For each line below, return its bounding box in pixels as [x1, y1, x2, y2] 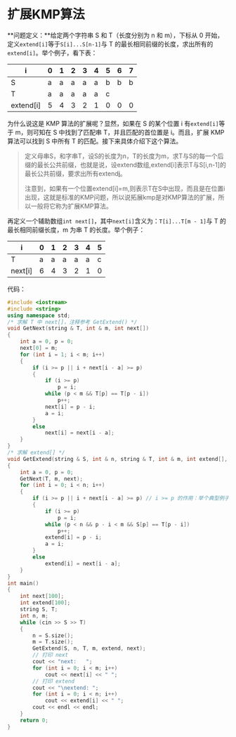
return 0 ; [20, 717, 49, 724]
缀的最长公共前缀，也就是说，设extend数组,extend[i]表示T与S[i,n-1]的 [24, 160, 226, 169]
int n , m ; [20, 612, 49, 619]
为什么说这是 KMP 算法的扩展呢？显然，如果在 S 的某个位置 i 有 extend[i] [7, 119, 219, 127]
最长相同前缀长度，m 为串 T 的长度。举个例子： [7, 226, 145, 234]
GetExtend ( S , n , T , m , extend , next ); [32, 645, 146, 652]
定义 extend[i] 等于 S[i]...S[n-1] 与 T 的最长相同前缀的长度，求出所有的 [7, 39, 214, 48]
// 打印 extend [32, 677, 75, 685]
